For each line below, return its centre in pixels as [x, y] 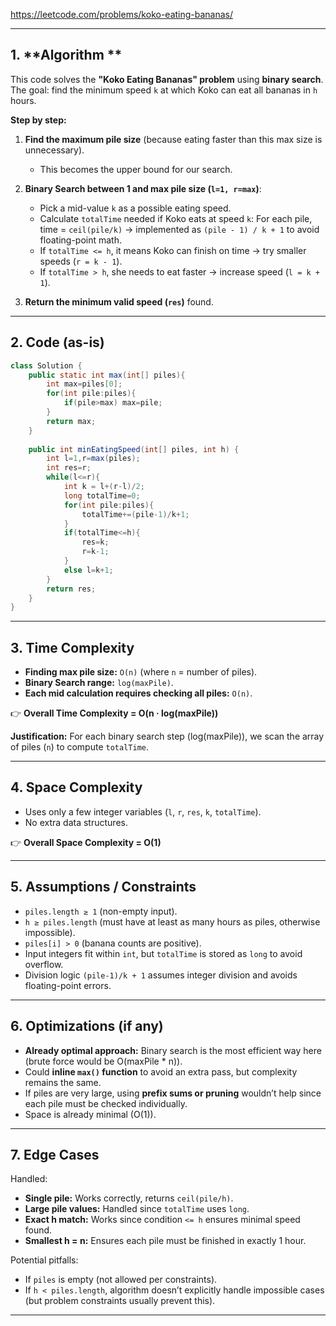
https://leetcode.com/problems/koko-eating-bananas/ [122, 14]
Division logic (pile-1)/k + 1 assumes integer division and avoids [161, 975]
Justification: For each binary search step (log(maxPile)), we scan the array [167, 736]
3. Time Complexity [72, 647]
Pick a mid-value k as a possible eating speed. [135, 208]
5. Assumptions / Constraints [103, 887]
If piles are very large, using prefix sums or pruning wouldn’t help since [173, 1093]
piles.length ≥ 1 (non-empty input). [101, 911]
